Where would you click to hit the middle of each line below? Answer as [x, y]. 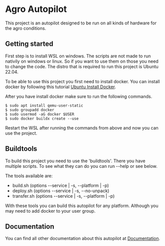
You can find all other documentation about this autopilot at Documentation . [83, 239]
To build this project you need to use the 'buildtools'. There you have [75, 161]
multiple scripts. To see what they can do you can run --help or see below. [81, 166]
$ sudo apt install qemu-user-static [44, 106]
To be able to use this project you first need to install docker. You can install [82, 81]
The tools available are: [29, 176]
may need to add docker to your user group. [50, 211]
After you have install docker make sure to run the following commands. [79, 96]
